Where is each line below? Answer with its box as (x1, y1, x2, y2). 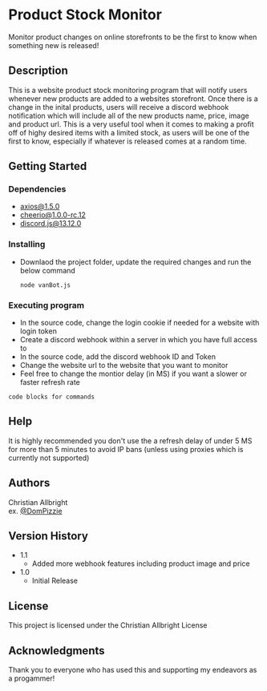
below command (19, 265, 76, 275)
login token (19, 326, 58, 336)
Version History (8, 529, 88, 543)
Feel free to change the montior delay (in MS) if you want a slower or (19, 369, 247, 378)
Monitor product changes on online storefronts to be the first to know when (8, 32, 257, 42)
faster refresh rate (19, 378, 80, 387)
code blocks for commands (8, 393, 95, 402)
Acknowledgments (8, 644, 106, 657)
